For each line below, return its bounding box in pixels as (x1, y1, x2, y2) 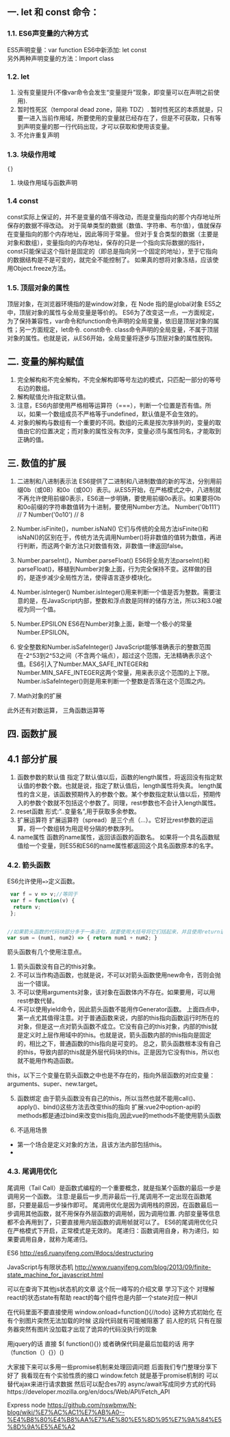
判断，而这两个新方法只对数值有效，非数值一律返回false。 (23, 541, 187, 550)
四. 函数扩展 (7, 728, 57, 739)
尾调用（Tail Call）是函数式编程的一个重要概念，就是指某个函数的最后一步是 (7, 1183, 221, 1192)
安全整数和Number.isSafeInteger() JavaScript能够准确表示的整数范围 (16, 643, 211, 651)
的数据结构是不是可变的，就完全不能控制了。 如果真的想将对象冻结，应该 (7, 256, 213, 264)
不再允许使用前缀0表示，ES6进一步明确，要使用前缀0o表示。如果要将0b (16, 494, 221, 502)
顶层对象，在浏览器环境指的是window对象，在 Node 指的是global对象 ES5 (7, 299, 216, 308)
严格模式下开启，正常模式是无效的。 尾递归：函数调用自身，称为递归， (12, 1226, 213, 1235)
